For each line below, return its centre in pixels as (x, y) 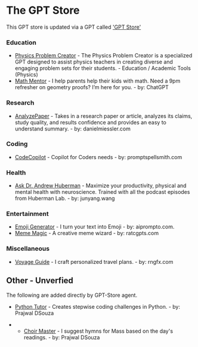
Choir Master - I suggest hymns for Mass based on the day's (98, 331)
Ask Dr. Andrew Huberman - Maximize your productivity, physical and (100, 185)
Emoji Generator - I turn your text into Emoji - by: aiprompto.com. (95, 227)
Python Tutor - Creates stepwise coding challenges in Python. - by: (98, 306)
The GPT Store (43, 10)
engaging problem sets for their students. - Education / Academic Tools (103, 68)
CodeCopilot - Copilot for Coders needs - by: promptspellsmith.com (98, 157)
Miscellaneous (28, 249)
